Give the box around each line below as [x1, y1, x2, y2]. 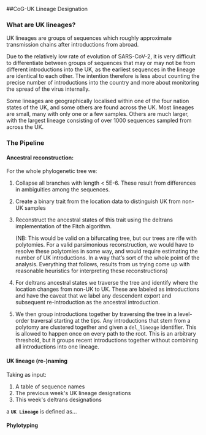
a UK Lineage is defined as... [6, 407, 77, 415]
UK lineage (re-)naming [6, 357, 68, 364]
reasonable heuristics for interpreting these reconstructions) [15, 267, 168, 275]
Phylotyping [6, 422, 39, 429]
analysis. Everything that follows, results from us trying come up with [15, 261, 190, 268]
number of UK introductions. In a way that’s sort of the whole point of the [15, 254, 200, 261]
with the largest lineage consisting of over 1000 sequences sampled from [6, 117, 192, 125]
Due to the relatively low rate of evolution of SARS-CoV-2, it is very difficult [6, 53, 196, 60]
